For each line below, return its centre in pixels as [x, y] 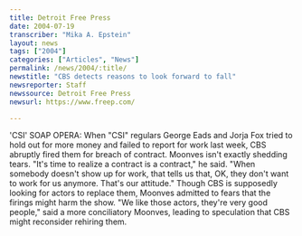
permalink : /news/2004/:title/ [68, 69]
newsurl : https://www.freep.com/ [72, 102]
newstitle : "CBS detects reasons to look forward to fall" [123, 77]
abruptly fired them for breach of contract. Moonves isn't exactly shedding [148, 155]
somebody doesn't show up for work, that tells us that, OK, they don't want [149, 174]
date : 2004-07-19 [42, 26]
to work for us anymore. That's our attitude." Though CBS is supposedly [144, 184]
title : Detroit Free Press [60, 18]
